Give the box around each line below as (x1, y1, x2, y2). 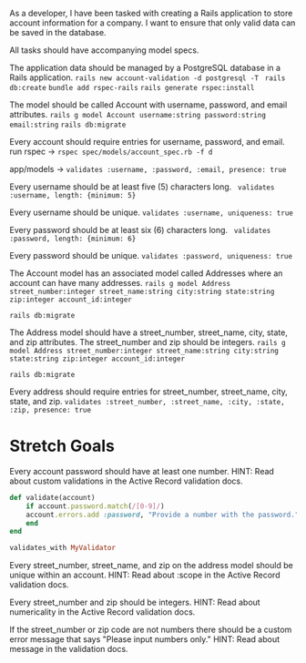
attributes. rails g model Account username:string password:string (9, 109, 267, 119)
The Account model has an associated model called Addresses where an (9, 268, 283, 279)
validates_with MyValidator (9, 544, 117, 553)
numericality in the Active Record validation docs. (9, 607, 196, 617)
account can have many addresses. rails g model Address (9, 278, 231, 288)
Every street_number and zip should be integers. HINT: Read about (9, 597, 261, 608)
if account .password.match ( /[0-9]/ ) (25, 501, 166, 511)
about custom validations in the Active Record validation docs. (9, 475, 243, 486)
